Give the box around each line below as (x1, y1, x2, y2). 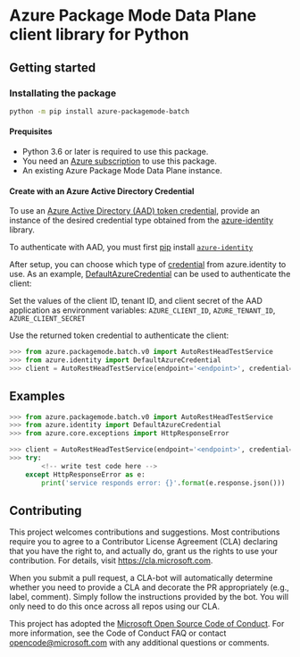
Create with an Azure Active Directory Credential (9, 185, 195, 197)
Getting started (9, 60, 96, 75)
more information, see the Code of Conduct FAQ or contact (9, 628, 227, 639)
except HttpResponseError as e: (25, 470, 146, 479)
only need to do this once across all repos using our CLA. (9, 601, 221, 612)
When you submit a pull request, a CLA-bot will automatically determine (9, 573, 273, 584)
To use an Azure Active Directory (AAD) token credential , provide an (9, 206, 261, 216)
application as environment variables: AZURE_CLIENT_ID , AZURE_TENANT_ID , (9, 305, 276, 316)
